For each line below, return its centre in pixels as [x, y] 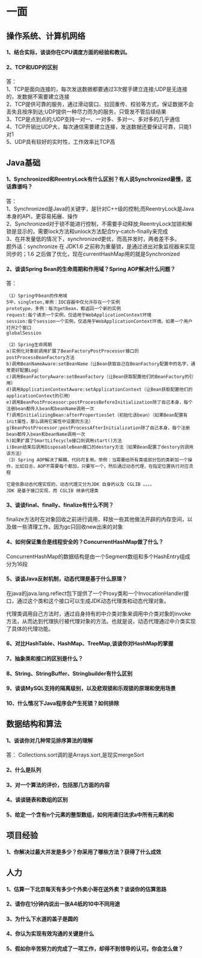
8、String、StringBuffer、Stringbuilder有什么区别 [69, 673]
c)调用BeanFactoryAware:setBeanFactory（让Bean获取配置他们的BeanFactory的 [98, 377]
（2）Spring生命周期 [29, 345]
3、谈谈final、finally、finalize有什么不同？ [60, 505]
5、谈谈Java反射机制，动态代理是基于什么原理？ [67, 579]
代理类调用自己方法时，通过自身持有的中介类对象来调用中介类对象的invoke [99, 614]
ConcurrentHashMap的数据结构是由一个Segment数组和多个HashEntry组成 [98, 556]
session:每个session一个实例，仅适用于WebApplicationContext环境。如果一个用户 [99, 322]
